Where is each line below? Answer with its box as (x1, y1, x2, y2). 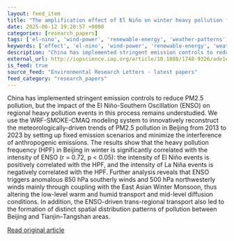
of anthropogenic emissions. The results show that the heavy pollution (7, 139, 209, 147)
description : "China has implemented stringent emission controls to (7, 49, 214, 56)
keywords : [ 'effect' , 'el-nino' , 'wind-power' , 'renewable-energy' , (7, 42, 210, 49)
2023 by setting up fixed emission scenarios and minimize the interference (7, 131, 222, 139)
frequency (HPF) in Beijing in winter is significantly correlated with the (7, 146, 208, 154)
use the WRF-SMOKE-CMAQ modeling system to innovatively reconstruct (7, 116, 219, 125)
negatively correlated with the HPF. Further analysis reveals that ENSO (7, 168, 210, 176)
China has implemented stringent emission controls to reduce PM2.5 (7, 94, 204, 102)
